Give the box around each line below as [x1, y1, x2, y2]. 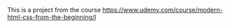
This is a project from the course [7, 6, 101, 14]
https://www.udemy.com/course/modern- [102, 6, 223, 14]
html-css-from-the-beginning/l [7, 13, 96, 21]
